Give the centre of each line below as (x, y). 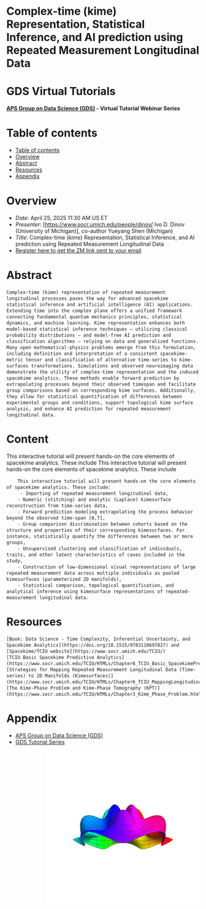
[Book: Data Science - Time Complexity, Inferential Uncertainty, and (98, 639)
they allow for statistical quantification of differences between (94, 397)
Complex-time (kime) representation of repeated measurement (86, 292)
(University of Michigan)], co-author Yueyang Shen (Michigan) (94, 231)
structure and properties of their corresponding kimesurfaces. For (96, 530)
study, (15, 561)
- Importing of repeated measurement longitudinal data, (94, 493)
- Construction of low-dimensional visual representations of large (107, 567)
